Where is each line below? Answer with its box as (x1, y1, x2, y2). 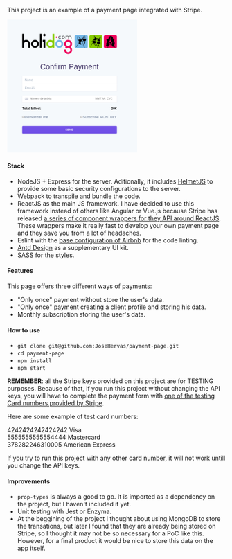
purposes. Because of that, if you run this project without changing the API (7, 384, 220, 393)
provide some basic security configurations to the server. (17, 184, 181, 193)
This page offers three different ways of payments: (7, 282, 152, 290)
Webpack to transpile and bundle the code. (17, 192, 141, 200)
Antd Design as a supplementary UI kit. (17, 243, 130, 251)
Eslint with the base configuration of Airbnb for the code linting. (17, 236, 199, 245)
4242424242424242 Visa (7, 426, 82, 434)
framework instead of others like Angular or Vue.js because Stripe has (17, 206, 218, 215)
